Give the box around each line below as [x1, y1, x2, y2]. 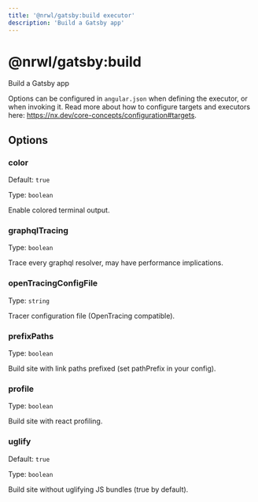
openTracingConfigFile [8, 278, 98, 289]
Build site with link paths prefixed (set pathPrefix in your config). [8, 364, 216, 374]
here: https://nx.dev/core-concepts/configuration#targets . [8, 111, 197, 120]
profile [8, 383, 34, 394]
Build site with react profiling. [8, 416, 103, 426]
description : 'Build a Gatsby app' [8, 19, 125, 27]
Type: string [8, 296, 50, 305]
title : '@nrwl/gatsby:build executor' [8, 11, 135, 20]
